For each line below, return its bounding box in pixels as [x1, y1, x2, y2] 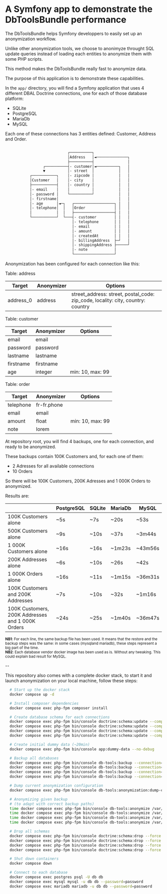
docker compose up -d [9, 692, 55, 697]
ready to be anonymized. [5, 444, 56, 450]
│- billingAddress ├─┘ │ [72, 238, 130, 243]
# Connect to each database [9, 870, 68, 875]
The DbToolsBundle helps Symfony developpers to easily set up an [5, 30, 143, 36]
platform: [5, 96, 24, 102]
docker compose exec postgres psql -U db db [9, 875, 103, 880]
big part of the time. [5, 646, 39, 651]
